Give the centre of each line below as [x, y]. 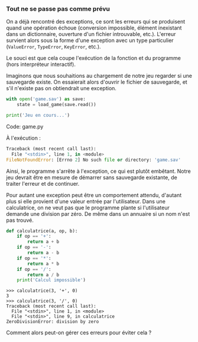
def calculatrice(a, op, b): [42, 231]
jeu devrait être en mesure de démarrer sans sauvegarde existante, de [92, 177]
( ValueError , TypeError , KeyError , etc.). [54, 47]
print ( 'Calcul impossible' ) [51, 280]
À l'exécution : [24, 138]
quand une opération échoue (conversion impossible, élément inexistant [94, 28]
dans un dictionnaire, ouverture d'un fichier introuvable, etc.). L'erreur [91, 34]
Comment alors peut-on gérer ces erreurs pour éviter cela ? [79, 333]
